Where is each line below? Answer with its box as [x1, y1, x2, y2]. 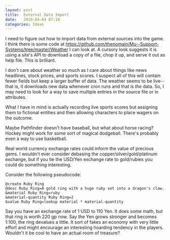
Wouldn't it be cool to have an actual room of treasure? [5, 230, 120, 236]
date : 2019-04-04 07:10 [5, 17, 60, 22]
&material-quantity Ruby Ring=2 [5, 195, 74, 200]
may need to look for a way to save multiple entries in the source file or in [5, 89, 159, 95]
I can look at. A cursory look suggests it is [69, 46, 157, 52]
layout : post [5, 7, 33, 13]
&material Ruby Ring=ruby [5, 191, 60, 196]
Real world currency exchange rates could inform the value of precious [5, 146, 154, 152]
